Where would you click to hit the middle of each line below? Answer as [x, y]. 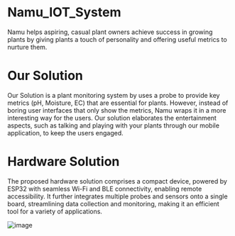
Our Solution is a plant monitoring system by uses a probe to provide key [114, 95]
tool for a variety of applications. [55, 211]
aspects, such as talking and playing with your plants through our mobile [114, 125]
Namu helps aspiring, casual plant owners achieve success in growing [110, 32]
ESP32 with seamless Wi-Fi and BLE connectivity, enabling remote [105, 189]
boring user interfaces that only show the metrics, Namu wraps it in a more [117, 110]
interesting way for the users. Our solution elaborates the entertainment [112, 118]
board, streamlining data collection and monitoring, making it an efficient [114, 203]
